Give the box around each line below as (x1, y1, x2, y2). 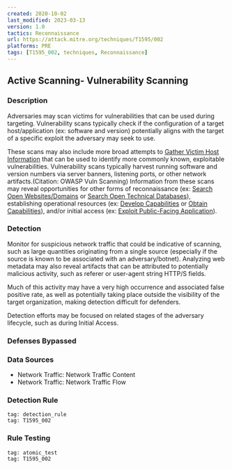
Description (7, 95, 48, 105)
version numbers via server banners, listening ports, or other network (7, 169, 207, 178)
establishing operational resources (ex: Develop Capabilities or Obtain (7, 199, 208, 208)
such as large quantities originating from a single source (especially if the (7, 247, 218, 255)
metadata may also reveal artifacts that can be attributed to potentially (7, 262, 209, 270)
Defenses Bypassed (7, 336, 77, 346)
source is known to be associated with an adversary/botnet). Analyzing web (7, 254, 225, 263)
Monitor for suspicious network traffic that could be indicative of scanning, (7, 240, 222, 248)
